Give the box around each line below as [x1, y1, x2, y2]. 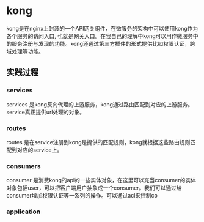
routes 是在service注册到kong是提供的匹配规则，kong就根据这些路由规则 [6, 138, 191, 146]
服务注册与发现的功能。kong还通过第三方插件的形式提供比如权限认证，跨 [11, 40, 195, 47]
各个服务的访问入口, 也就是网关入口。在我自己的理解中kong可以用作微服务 [6, 32, 194, 40]
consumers [6, 161, 41, 170]
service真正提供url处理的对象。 [6, 108, 86, 116]
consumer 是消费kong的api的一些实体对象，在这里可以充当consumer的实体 [6, 177, 197, 184]
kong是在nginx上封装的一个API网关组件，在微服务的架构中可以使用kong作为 [6, 24, 199, 32]
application [6, 207, 41, 216]
